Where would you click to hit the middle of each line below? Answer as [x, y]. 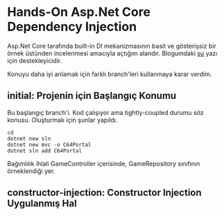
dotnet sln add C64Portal [44, 151]
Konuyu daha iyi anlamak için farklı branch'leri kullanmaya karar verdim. [110, 74]
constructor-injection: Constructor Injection [105, 193]
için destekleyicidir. [35, 60]
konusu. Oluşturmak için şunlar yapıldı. [62, 120]
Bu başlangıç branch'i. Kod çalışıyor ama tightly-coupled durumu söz [106, 112]
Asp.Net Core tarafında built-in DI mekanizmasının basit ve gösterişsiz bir [112, 46]
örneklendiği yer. [31, 171]
